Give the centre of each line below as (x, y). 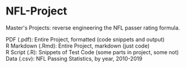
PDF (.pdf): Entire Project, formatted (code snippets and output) (85, 39)
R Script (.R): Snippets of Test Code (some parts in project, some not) (92, 52)
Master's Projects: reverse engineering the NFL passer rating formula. (93, 28)
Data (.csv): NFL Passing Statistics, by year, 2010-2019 (74, 58)
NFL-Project (36, 11)
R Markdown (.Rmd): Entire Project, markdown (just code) (78, 46)
